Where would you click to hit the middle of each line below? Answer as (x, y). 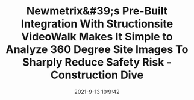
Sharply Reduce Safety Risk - (97, 62)
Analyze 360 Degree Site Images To (97, 50)
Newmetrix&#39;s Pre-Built (97, 11)
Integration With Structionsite (97, 24)
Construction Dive (97, 75)
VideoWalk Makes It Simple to (97, 37)
